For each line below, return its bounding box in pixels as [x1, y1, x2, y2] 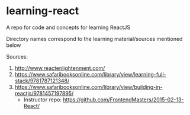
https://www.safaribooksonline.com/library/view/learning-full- [14, 71, 167, 78]
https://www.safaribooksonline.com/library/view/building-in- [14, 83, 163, 90]
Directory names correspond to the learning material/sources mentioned [6, 35, 183, 42]
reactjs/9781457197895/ [14, 90, 74, 97]
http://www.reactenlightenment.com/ [14, 64, 105, 72]
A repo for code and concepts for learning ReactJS [6, 24, 131, 31]
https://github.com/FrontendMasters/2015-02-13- [63, 96, 184, 103]
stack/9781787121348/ [14, 77, 70, 84]
